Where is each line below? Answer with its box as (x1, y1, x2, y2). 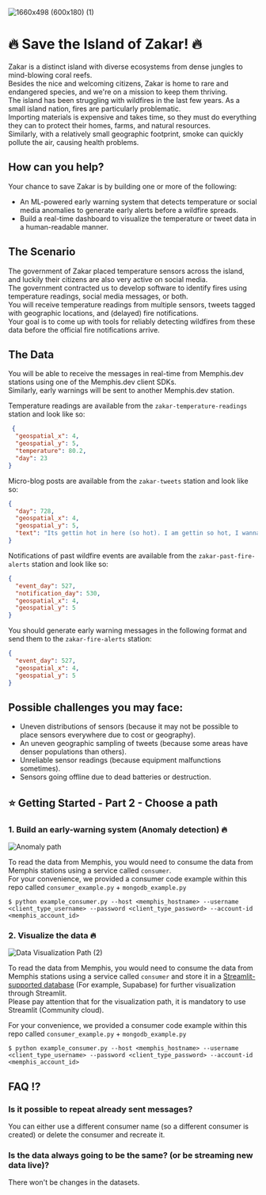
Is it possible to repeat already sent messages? (8, 1103, 193, 1114)
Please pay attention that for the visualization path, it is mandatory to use (8, 997, 246, 1007)
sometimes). (19, 764, 61, 774)
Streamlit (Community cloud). (8, 1006, 104, 1015)
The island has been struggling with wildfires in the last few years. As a (8, 95, 240, 105)
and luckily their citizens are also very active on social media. (8, 274, 208, 284)
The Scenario (8, 245, 76, 259)
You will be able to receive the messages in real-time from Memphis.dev (8, 369, 244, 379)
